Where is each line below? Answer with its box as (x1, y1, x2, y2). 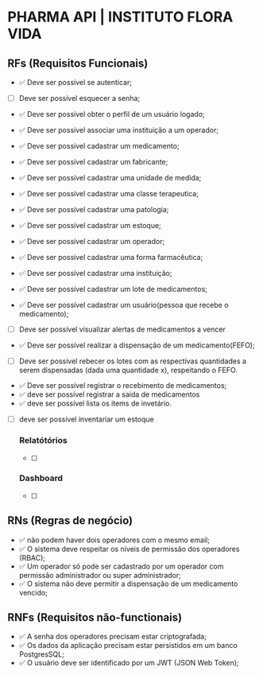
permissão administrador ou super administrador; (18, 570, 182, 580)
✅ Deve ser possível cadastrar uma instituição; (18, 269, 172, 278)
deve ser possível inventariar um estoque (18, 414, 154, 425)
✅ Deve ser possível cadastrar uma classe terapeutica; (18, 189, 199, 199)
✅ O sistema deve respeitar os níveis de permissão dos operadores (18, 544, 240, 553)
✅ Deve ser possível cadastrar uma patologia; (18, 205, 169, 215)
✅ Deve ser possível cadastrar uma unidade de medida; (18, 173, 202, 183)
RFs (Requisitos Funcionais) (7, 56, 149, 70)
